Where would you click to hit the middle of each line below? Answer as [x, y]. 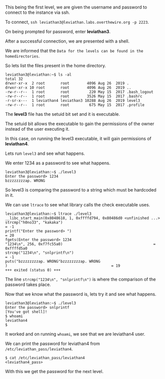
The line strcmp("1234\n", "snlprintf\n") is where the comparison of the [81, 279]
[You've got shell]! [26, 312]
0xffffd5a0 [16, 248]
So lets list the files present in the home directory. [56, 66]
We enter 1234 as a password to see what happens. [58, 163]
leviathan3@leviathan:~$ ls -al [38, 75]
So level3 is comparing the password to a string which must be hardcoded [81, 190]
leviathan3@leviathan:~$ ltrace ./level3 [48, 214]
